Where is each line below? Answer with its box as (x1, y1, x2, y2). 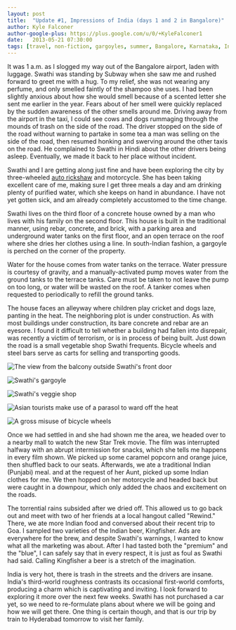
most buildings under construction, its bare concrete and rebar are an (7, 319, 209, 327)
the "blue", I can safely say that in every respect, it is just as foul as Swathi (7, 549, 223, 557)
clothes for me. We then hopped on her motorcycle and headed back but (7, 476, 218, 484)
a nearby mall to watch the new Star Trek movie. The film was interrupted (7, 438, 220, 446)
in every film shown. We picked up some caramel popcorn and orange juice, (7, 453, 228, 461)
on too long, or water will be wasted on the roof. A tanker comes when (7, 283, 211, 291)
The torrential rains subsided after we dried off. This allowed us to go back (7, 504, 223, 512)
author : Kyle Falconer (7, 23, 74, 30)
